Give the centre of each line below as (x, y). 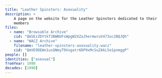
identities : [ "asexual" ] (30, 59)
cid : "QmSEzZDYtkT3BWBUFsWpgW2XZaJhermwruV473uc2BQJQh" (72, 37)
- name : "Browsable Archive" (39, 32)
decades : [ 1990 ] (21, 68)
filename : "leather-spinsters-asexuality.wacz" (63, 46)
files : (12, 28)
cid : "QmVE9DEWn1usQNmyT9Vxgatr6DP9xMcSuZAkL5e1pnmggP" (72, 50)
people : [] (16, 55)
